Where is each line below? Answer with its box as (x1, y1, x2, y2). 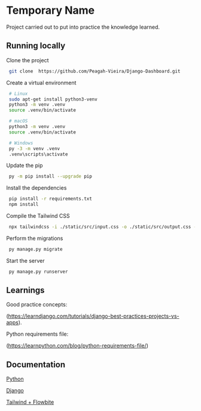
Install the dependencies (6, 184, 67, 191)
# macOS (8, 118, 28, 124)
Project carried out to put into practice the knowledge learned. (6, 23, 160, 31)
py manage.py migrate (8, 246, 63, 252)
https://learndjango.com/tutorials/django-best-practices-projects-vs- (8, 312, 179, 320)
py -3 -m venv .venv (8, 145, 60, 151)
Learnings (6, 285, 45, 296)
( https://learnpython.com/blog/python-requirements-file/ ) (6, 342, 148, 349)
